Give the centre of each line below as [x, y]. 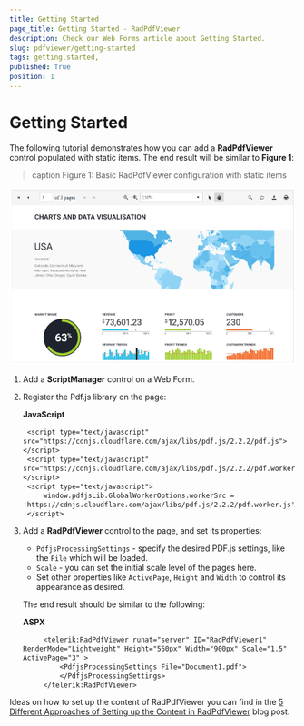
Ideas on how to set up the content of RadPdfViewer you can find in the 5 [147, 701]
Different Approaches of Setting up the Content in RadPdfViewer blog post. [150, 711]
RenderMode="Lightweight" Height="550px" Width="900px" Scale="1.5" [155, 649]
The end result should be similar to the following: [114, 604]
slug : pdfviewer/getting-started [73, 48]
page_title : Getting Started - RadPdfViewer [95, 29]
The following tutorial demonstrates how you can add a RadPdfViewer [142, 147]
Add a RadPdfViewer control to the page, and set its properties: [142, 530]
